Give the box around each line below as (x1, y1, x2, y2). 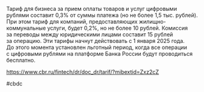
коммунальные (6, 24, 46, 31)
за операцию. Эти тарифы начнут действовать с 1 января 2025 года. (6, 38, 185, 44)
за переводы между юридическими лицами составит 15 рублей (6, 31, 174, 38)
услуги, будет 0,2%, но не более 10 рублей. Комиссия (47, 24, 188, 31)
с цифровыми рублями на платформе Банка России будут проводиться (6, 50, 193, 57)
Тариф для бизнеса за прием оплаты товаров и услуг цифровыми (6, 5, 177, 12)
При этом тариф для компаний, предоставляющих (6, 18, 138, 25)
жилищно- (139, 18, 166, 25)
